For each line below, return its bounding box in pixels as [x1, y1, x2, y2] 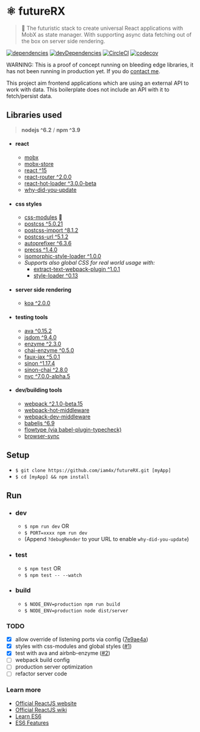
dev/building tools [15, 386, 63, 394]
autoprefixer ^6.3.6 [24, 240, 72, 247]
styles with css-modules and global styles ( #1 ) [15, 642, 132, 650]
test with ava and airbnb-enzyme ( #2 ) [15, 650, 111, 657]
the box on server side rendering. [21, 37, 105, 45]
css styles [15, 200, 42, 207]
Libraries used [6, 110, 62, 120]
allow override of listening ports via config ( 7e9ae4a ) [15, 636, 148, 643]
